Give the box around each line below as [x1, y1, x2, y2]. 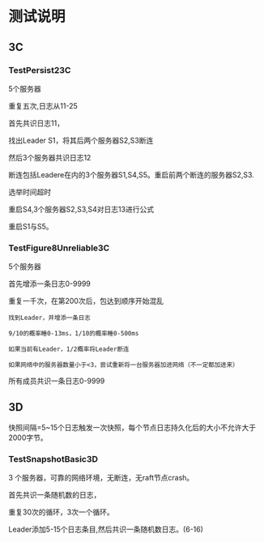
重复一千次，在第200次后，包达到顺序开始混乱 [8, 297, 164, 306]
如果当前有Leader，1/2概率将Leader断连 [8, 345, 130, 353]
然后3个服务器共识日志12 [8, 152, 92, 162]
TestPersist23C [8, 64, 71, 75]
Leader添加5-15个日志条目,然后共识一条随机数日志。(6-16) [8, 524, 204, 535]
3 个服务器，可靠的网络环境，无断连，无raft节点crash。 [8, 473, 194, 483]
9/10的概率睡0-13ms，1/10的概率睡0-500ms [8, 330, 139, 338]
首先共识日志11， [8, 118, 65, 128]
